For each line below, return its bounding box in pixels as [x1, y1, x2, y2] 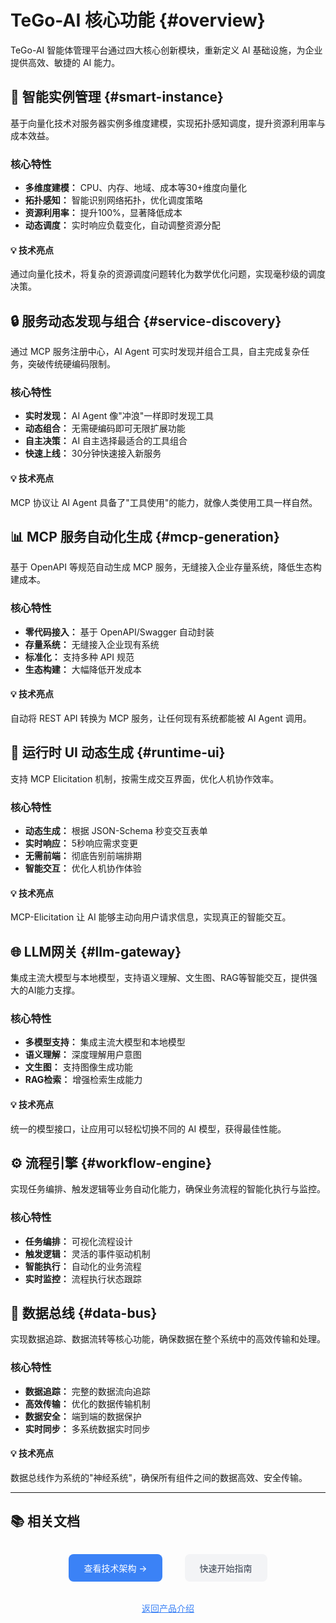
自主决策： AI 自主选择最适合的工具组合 [24, 435, 188, 447]
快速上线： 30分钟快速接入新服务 [24, 447, 162, 460]
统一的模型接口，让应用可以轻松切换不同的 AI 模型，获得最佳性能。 [10, 1122, 287, 1135]
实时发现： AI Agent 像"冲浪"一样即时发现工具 [24, 410, 215, 422]
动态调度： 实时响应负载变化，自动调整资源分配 [24, 219, 221, 231]
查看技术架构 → [83, 1562, 148, 1575]
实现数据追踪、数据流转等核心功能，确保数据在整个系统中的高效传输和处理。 [10, 1333, 326, 1345]
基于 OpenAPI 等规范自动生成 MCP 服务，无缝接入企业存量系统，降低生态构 [10, 561, 322, 573]
